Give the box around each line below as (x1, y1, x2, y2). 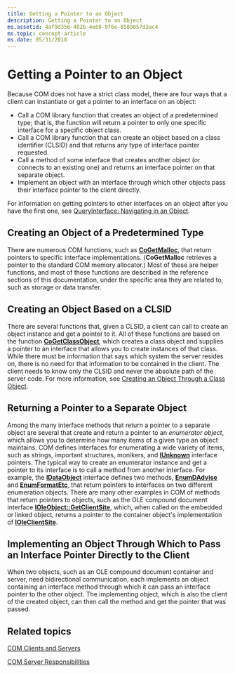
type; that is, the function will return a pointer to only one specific (17, 119, 207, 127)
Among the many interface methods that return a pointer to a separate (7, 421, 210, 429)
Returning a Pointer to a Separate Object (7, 402, 187, 414)
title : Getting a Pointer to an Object (7, 10, 124, 18)
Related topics (7, 625, 72, 637)
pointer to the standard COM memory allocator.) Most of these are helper (7, 261, 219, 269)
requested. (17, 148, 49, 157)
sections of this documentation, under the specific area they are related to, (7, 275, 224, 284)
